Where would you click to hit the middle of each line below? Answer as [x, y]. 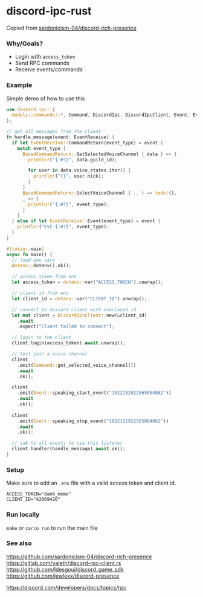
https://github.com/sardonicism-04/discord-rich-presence [79, 557]
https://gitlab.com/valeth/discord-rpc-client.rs [64, 563]
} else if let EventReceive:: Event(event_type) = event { [86, 221]
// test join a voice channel [50, 354]
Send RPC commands [42, 63]
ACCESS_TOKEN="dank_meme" [39, 494]
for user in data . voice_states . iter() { [79, 170]
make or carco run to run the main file [52, 528]
